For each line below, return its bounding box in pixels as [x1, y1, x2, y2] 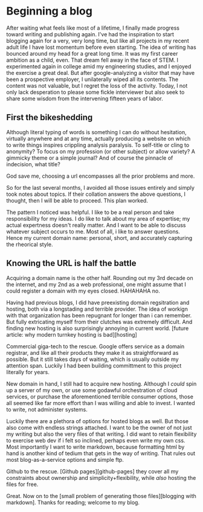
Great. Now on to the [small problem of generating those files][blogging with [6, 492, 196, 499]
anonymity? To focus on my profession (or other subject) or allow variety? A [6, 147, 195, 155]
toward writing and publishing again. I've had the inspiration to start [6, 30, 174, 37]
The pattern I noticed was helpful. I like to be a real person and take [6, 209, 175, 216]
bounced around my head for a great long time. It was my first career [6, 50, 178, 57]
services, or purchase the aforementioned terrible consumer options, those [6, 393, 193, 400]
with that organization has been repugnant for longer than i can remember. [6, 311, 192, 319]
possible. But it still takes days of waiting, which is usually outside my [6, 355, 179, 363]
